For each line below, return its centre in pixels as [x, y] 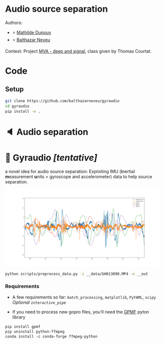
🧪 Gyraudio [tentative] [51, 158]
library [19, 317]
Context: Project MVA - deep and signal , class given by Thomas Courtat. [79, 51]
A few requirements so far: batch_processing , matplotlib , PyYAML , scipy [84, 297]
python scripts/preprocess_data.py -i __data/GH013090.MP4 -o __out [77, 274]
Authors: [14, 23]
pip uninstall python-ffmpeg [35, 331]
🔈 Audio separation [47, 132]
